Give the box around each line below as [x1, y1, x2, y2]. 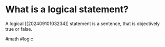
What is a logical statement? [5, 4, 129, 15]
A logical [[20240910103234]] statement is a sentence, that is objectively [5, 20, 160, 27]
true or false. [5, 26, 32, 32]
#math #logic [5, 36, 33, 42]
